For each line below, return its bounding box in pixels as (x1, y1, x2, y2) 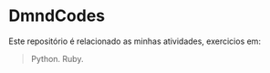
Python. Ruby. (30, 53, 84, 64)
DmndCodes (8, 5, 106, 26)
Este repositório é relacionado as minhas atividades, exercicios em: (8, 36, 262, 47)
